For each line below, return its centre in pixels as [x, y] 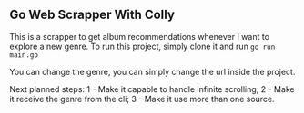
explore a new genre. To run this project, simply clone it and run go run [142, 46]
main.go [24, 55]
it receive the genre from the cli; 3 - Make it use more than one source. [142, 99]
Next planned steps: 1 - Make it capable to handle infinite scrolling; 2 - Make [152, 89]
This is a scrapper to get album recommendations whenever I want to [140, 36]
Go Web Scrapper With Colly [92, 15]
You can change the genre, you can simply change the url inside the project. [152, 71]
